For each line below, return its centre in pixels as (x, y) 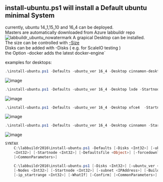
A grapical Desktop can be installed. (109, 37)
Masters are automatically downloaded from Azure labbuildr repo (70, 32)
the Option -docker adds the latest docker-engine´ (55, 53)
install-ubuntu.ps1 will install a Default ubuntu (76, 8)
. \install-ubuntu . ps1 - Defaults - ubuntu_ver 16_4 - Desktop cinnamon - (78, 125)
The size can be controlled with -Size (42, 43)
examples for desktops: (29, 62)
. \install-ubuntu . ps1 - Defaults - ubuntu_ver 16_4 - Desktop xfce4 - (76, 107)
